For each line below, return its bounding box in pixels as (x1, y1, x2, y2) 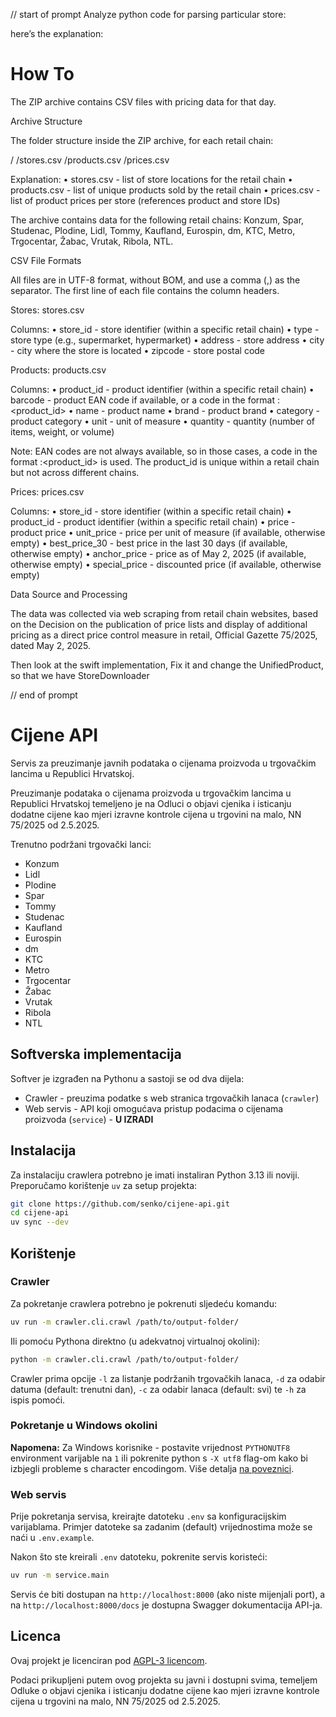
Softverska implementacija (10, 1046, 182, 1063)
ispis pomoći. (10, 1394, 66, 1406)
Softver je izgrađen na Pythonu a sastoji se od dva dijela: (10, 1072, 245, 1084)
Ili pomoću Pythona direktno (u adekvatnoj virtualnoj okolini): (10, 1335, 261, 1347)
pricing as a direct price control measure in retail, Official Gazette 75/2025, (10, 629, 318, 641)
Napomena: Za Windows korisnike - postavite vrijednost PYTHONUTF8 (10, 1441, 291, 1453)
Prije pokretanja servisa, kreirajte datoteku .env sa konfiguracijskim (10, 1510, 287, 1523)
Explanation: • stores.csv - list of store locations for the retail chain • (10, 173, 293, 185)
